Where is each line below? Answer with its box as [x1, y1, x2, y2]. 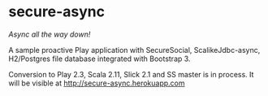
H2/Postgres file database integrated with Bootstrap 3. [8, 54, 191, 63]
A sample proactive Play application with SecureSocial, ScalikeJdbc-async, [8, 45, 261, 55]
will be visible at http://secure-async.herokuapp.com [8, 78, 185, 88]
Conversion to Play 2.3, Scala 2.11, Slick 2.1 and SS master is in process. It [8, 69, 254, 79]
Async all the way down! [8, 29, 91, 39]
